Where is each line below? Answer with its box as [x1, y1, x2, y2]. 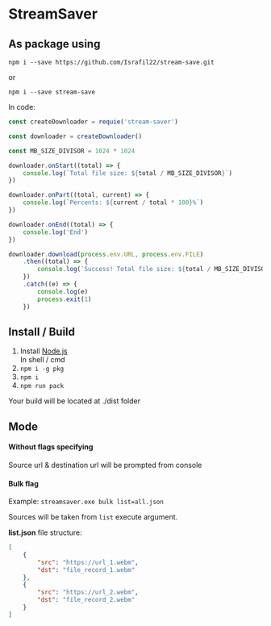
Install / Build [8, 324, 75, 339]
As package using [8, 37, 101, 51]
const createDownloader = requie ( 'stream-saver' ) [8, 118, 179, 126]
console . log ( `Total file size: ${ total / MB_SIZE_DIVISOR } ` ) [23, 169, 232, 177]
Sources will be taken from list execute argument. [8, 512, 178, 522]
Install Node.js [19, 346, 68, 356]
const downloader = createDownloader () [8, 132, 143, 140]
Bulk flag [8, 478, 39, 488]
